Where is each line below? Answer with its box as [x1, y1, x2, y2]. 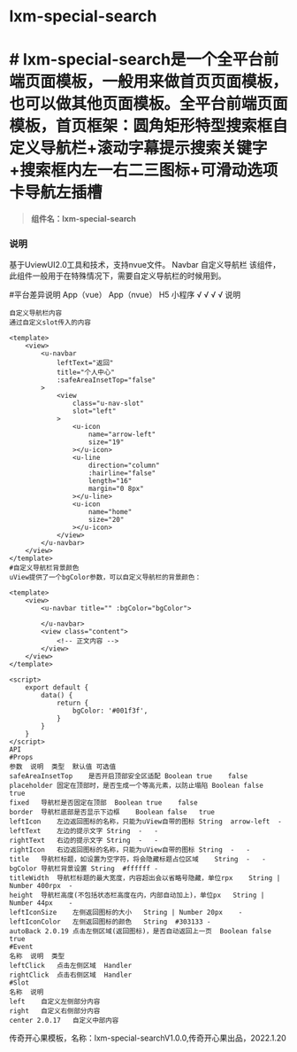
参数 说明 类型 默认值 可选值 [9, 762, 117, 772]
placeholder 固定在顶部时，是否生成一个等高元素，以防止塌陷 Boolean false [9, 782, 263, 791]
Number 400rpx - [9, 882, 73, 891]
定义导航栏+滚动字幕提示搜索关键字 [9, 138, 268, 159]
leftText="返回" [56, 359, 114, 368]
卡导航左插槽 [9, 183, 103, 203]
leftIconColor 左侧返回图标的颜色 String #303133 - [9, 917, 211, 927]
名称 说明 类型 [9, 952, 65, 961]
